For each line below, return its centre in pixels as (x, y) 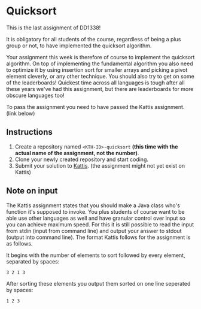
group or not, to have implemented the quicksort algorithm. (79, 46)
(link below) (21, 113)
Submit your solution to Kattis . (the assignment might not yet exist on (100, 165)
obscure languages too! (35, 95)
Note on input (32, 191)
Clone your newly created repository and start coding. (81, 159)
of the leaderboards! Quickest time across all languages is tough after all (95, 83)
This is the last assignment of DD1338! (54, 28)
